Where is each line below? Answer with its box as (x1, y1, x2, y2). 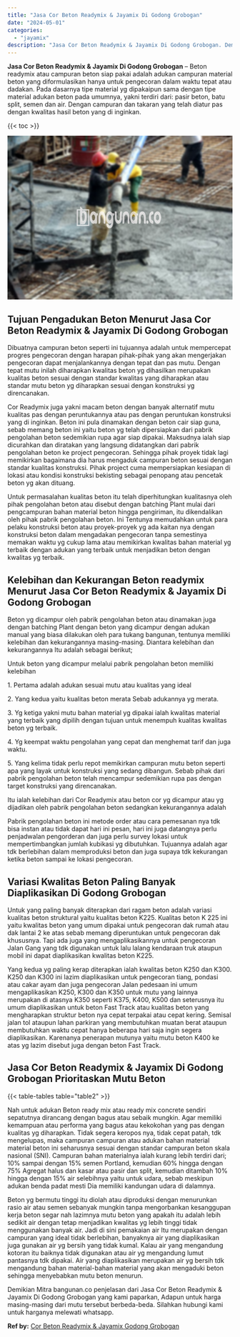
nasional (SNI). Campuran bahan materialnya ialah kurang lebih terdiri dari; (7, 1151, 227, 1160)
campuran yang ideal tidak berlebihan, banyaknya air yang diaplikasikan (7, 1233, 220, 1242)
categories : (7, 26, 43, 34)
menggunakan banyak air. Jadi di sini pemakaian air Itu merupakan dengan (7, 1226, 228, 1234)
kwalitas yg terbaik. (7, 554, 65, 562)
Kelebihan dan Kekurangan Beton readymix (7, 574, 205, 586)
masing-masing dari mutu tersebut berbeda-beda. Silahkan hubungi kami (7, 1300, 224, 1308)
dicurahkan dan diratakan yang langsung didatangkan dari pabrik (7, 441, 199, 449)
